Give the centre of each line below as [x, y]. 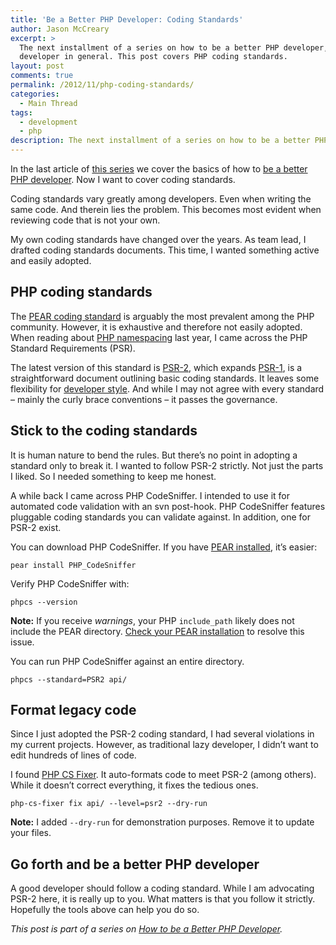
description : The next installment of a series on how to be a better [160, 141]
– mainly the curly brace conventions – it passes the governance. [144, 399]
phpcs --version [44, 602]
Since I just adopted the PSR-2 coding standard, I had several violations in [162, 734]
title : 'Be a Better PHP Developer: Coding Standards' [127, 19]
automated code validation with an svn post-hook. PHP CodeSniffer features [168, 506]
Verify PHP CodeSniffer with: [70, 583]
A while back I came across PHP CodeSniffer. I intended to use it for [150, 495]
